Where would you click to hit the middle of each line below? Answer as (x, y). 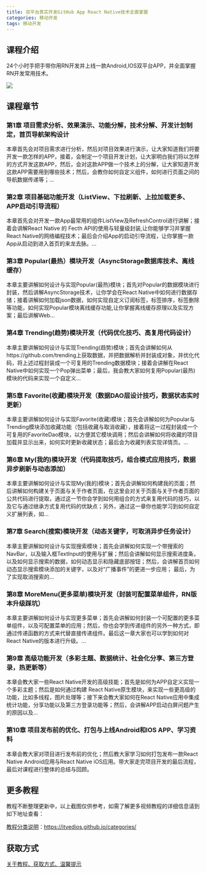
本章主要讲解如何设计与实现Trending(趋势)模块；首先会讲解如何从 (90, 347)
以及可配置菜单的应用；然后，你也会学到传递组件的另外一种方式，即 (113, 625)
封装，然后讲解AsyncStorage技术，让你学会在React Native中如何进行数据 (99, 293)
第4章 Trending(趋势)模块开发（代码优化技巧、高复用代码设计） (101, 333)
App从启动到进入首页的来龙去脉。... (51, 244)
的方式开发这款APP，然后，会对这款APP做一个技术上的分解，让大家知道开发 (103, 164)
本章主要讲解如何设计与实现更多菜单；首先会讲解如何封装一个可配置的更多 (100, 618)
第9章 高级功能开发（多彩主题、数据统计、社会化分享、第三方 (97, 658)
